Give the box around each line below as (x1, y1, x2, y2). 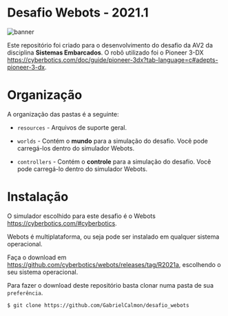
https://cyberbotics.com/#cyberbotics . (7, 219, 117, 227)
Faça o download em (7, 253, 67, 261)
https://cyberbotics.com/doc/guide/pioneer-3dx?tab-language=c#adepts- (7, 55, 218, 63)
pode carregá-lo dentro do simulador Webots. (17, 164, 148, 173)
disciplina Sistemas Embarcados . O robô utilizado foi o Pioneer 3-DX (7, 48, 204, 57)
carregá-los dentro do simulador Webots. (17, 144, 135, 152)
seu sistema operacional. (7, 268, 79, 276)
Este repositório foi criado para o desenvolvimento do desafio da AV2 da (7, 41, 214, 49)
